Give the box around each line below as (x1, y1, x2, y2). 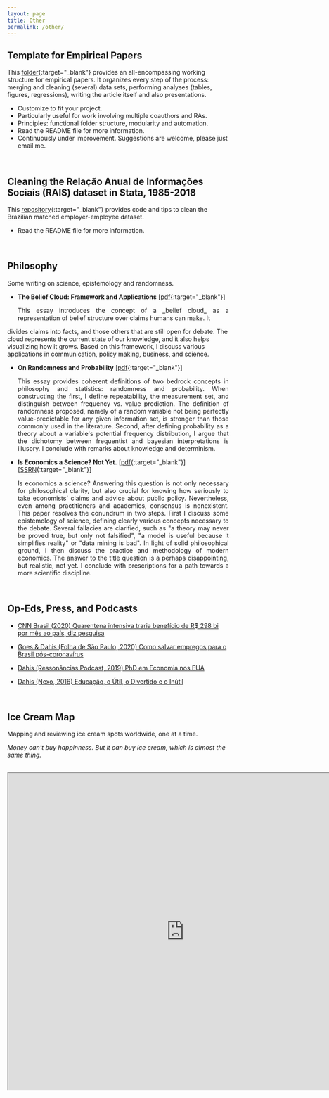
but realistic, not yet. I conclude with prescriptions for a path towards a (17, 561, 229, 570)
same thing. (7, 751, 42, 760)
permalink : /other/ (7, 23, 65, 30)
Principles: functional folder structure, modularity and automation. (17, 119, 209, 127)
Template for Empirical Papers (7, 49, 143, 61)
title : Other (7, 17, 46, 24)
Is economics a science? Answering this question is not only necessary (17, 479, 229, 487)
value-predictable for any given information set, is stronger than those (17, 414, 229, 423)
